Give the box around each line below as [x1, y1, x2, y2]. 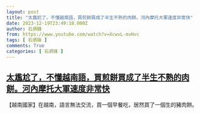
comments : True [6, 43, 45, 49]
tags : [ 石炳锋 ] [6, 37, 47, 43]
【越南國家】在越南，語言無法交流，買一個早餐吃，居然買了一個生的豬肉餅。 [6, 101, 198, 108]
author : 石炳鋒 [6, 25, 42, 32]
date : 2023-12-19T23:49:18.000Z [6, 20, 88, 26]
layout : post [6, 8, 39, 15]
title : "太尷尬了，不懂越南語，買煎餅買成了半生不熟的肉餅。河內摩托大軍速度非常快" [6, 15, 193, 21]
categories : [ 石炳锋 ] [6, 49, 64, 55]
